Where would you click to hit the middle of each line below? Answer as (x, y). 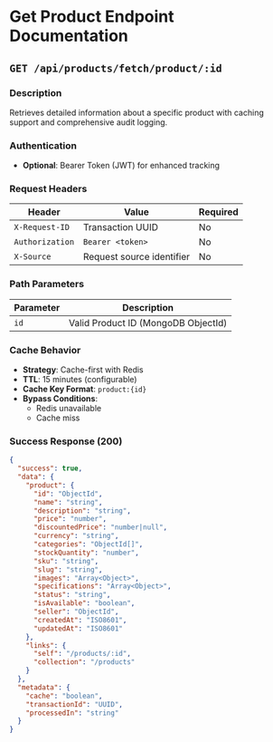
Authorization (44, 242)
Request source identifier (136, 257)
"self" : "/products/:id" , (82, 654)
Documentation (69, 36)
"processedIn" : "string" (72, 713)
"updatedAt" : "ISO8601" (78, 628)
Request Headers (48, 189)
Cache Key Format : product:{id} (85, 389)
